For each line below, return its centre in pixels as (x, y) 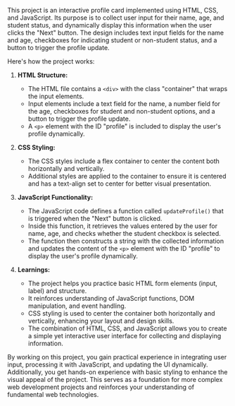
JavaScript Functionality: (55, 197)
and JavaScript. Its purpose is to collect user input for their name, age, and (116, 18)
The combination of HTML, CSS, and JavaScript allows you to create (127, 328)
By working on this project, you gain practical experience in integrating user (117, 357)
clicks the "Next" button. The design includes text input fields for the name (115, 32)
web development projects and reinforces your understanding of (101, 387)
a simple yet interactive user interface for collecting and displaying (125, 336)
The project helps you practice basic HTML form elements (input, (123, 283)
